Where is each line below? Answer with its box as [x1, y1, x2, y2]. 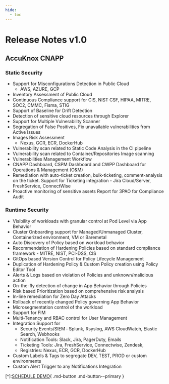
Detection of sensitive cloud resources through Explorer [12, 113, 129, 119]
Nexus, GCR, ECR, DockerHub [20, 140, 83, 146]
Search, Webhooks [20, 331, 60, 337]
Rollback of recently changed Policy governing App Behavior [12, 298, 139, 304]
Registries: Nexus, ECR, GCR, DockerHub [20, 347, 106, 353]
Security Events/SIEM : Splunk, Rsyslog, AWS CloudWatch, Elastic [20, 325, 157, 332]
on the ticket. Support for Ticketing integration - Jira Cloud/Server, [12, 178, 151, 184]
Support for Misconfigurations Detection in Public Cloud [12, 81, 130, 87]
